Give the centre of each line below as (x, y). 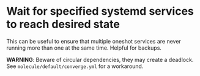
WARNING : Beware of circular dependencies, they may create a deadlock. (100, 59)
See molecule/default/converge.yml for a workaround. (75, 66)
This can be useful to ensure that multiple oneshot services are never (94, 41)
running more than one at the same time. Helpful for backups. (84, 48)
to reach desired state (63, 24)
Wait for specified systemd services (100, 11)
